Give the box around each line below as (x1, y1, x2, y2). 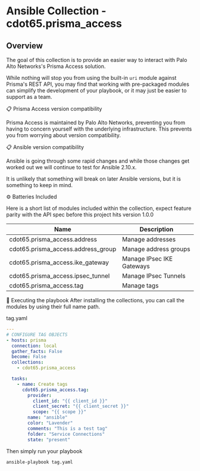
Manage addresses (121, 235, 176, 243)
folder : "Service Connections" (27, 431, 105, 437)
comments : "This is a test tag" (27, 425, 108, 432)
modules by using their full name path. (6, 303, 101, 310)
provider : (27, 392, 52, 398)
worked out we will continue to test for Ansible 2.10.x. (6, 164, 137, 171)
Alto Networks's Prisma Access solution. (6, 63, 106, 70)
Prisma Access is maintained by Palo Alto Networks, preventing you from (6, 119, 186, 126)
